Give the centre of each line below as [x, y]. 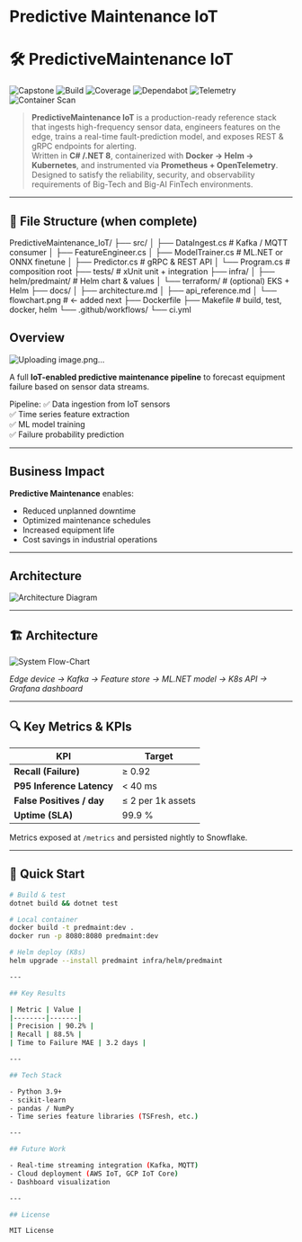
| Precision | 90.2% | [52, 1026]
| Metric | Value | [46, 1009]
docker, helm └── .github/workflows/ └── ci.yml [100, 309]
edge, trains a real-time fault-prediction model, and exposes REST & [157, 137]
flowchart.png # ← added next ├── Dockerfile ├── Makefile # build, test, [146, 299]
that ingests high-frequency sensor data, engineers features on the [156, 127]
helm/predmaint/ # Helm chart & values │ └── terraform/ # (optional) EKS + [150, 281]
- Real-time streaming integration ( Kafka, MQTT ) [104, 1166]
